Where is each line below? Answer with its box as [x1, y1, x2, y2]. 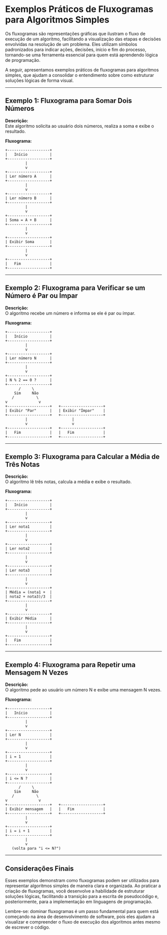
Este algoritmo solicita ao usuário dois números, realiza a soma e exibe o [5, 123, 154, 129]
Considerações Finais [5, 864, 74, 873]
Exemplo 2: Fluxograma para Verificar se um [5, 284, 146, 293]
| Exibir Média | [5, 616, 52, 621]
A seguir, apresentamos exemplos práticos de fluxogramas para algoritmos [5, 66, 159, 73]
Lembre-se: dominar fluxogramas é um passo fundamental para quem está [5, 909, 159, 914]
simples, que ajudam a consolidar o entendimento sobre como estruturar [5, 72, 154, 78]
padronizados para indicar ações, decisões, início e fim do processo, [5, 46, 147, 52]
